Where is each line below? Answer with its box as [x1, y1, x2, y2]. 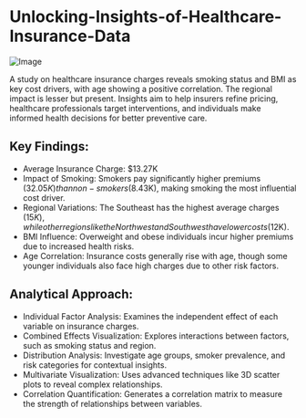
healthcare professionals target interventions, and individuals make [9, 102, 261, 113]
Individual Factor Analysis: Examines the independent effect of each [22, 310, 279, 321]
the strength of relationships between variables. [22, 398, 203, 409]
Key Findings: [9, 139, 89, 154]
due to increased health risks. [22, 240, 135, 252]
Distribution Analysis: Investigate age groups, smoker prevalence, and [22, 350, 286, 361]
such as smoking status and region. [22, 340, 157, 350]
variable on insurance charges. [22, 320, 139, 331]
